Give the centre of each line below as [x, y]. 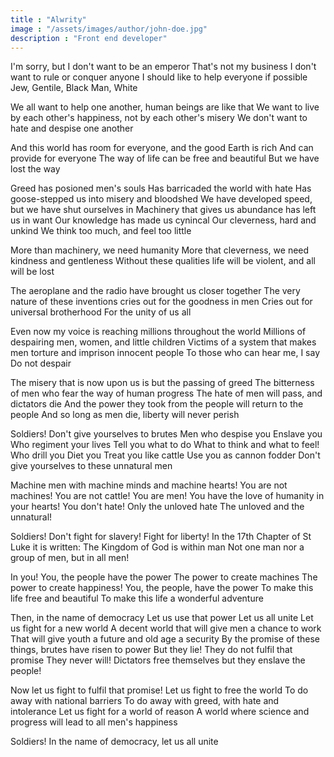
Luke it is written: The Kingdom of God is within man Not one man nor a [157, 547]
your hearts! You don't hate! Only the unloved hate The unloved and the [157, 507]
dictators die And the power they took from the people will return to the [157, 404]
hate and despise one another [72, 128]
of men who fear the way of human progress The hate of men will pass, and [166, 393]
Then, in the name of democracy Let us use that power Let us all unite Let [162, 618]
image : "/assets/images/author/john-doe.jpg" [109, 29]
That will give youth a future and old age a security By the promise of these [165, 639]
